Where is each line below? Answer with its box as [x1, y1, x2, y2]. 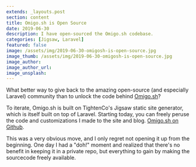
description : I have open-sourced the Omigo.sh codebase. [6, 31, 154, 37]
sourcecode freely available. [6, 154, 76, 162]
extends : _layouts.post [6, 8, 66, 15]
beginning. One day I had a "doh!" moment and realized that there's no [6, 141, 180, 148]
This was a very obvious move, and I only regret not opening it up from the [6, 135, 190, 142]
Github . [6, 123, 24, 130]
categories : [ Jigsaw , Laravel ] [6, 37, 84, 42]
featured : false [6, 42, 47, 48]
